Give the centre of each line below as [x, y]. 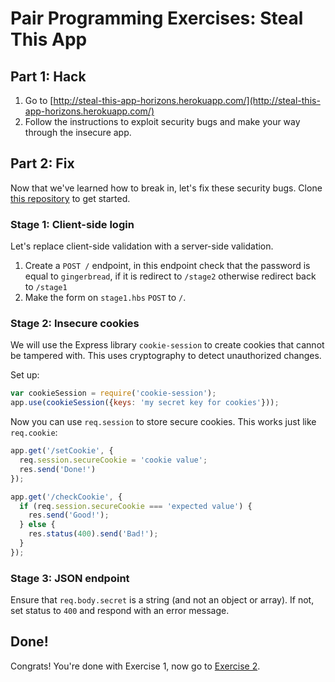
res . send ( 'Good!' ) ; [69, 515]
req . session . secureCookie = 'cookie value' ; [113, 460]
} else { [37, 525]
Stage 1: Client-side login [72, 224]
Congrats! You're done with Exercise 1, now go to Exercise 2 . [135, 666]
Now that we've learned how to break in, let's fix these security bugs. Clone [166, 188]
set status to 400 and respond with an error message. [120, 611]
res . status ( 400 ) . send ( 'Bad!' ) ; [93, 534]
